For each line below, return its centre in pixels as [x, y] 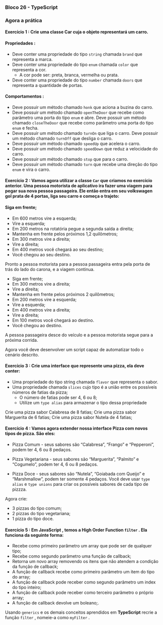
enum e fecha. [25, 128]
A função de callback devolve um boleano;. [55, 603]
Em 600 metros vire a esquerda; [44, 218]
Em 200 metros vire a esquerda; [44, 299]
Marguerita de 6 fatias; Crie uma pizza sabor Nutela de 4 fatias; [69, 417]
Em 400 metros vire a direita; [41, 310]
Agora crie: [16, 499]
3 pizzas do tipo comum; [37, 508]
